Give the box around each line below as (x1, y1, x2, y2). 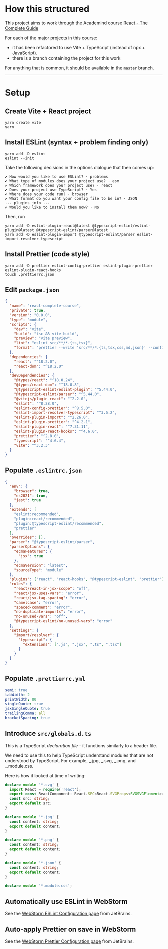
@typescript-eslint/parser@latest (36, 227, 108, 233)
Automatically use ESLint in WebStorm (5, 897, 128, 906)
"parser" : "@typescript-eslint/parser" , (9, 540, 95, 545)
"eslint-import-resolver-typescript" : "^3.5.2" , (14, 410, 117, 415)
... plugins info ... (5, 200, 50, 205)
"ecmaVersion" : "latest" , (14, 563, 68, 568)
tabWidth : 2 (5, 692, 30, 697)
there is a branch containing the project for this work (12, 55, 121, 61)
